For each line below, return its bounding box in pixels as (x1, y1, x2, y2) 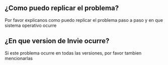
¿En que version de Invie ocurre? (5, 37, 110, 45)
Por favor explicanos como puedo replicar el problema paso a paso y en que (5, 17, 163, 23)
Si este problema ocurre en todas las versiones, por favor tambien (5, 50, 142, 56)
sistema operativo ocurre (5, 22, 57, 28)
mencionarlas (5, 55, 33, 61)
